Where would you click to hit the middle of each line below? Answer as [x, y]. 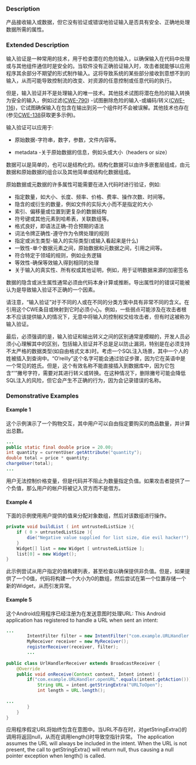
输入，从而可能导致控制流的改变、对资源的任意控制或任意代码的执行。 [90, 80]
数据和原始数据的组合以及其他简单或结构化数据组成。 [70, 172]
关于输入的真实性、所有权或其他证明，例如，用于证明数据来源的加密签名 [101, 270]
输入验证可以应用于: [30, 127]
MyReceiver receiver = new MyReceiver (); [78, 642]
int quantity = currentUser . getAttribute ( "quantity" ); [74, 453]
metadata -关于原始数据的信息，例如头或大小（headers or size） [92, 152]
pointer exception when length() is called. [56, 756]
